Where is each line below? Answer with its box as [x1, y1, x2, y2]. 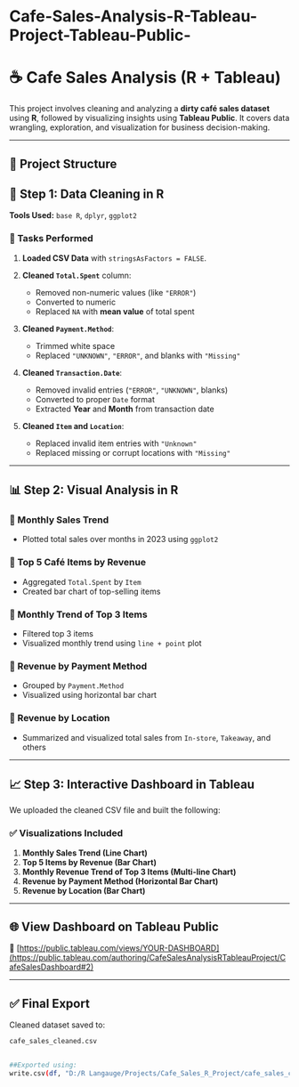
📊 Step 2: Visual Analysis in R [9, 483, 179, 498]
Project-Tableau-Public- [9, 25, 191, 45]
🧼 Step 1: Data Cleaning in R [9, 186, 165, 201]
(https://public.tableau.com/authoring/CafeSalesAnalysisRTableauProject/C [9, 953, 287, 963]
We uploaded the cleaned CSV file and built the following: [9, 805, 221, 815]
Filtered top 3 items [21, 628, 93, 638]
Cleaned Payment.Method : [21, 323, 115, 334]
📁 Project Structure [9, 156, 117, 171]
